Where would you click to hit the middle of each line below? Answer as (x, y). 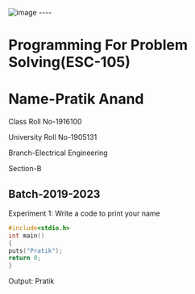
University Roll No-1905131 (53, 137)
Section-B (25, 169)
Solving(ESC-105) (70, 63)
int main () (27, 235)
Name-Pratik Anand (76, 99)
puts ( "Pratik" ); (35, 250)
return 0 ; (25, 258)
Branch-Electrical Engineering (58, 153)
